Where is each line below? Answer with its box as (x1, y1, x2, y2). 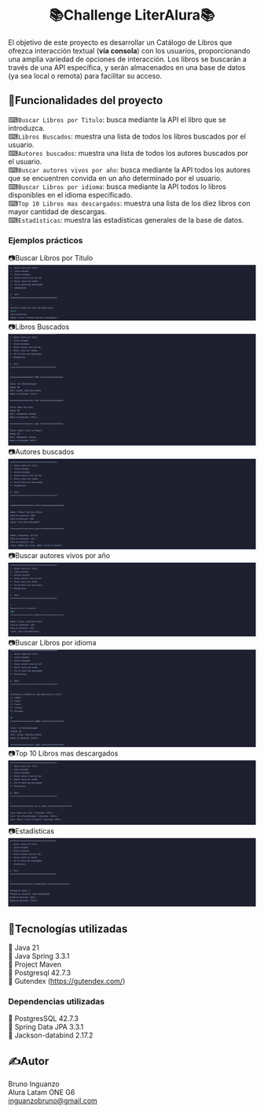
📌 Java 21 (8, 943, 39, 952)
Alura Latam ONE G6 (8, 1088, 75, 1097)
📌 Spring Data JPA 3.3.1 (8, 1022, 84, 1032)
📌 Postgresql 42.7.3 (8, 968, 71, 978)
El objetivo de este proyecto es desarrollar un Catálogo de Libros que (8, 37, 233, 47)
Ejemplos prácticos (8, 235, 83, 246)
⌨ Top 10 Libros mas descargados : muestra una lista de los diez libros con (8, 198, 251, 208)
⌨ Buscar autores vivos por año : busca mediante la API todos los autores (8, 165, 251, 174)
